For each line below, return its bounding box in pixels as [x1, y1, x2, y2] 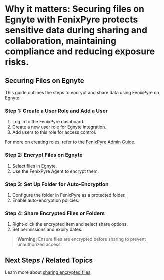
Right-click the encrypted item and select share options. [12, 221, 128, 227]
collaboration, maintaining [5, 35, 116, 47]
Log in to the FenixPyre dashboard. [12, 119, 85, 125]
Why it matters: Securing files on [5, 3, 145, 15]
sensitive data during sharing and [5, 25, 148, 36]
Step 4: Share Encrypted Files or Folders [5, 210, 105, 217]
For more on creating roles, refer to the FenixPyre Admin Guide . [5, 139, 136, 145]
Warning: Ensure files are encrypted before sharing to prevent [17, 236, 146, 242]
